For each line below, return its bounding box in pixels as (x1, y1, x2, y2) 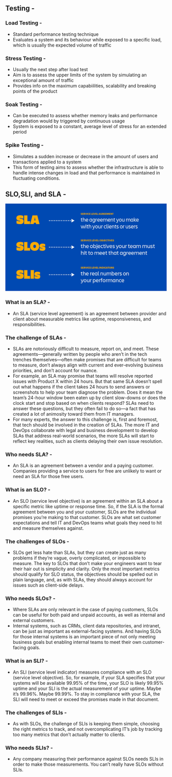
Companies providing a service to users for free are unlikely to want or (12, 468, 162, 474)
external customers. (12, 617, 55, 623)
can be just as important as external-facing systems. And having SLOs (12, 628, 161, 634)
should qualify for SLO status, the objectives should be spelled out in (12, 571, 158, 577)
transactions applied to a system (12, 159, 82, 165)
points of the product (12, 88, 58, 94)
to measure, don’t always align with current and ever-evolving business (12, 362, 164, 368)
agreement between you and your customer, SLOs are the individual (12, 509, 157, 515)
